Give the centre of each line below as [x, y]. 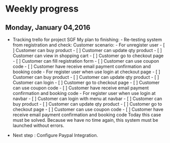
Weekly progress [42, 9]
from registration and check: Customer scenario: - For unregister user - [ [89, 45]
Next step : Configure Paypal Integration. [55, 135]
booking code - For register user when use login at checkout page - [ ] [87, 72]
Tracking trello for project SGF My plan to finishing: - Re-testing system [87, 39]
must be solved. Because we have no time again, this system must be [85, 120]
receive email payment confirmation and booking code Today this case [87, 115]
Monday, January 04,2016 [48, 28]
